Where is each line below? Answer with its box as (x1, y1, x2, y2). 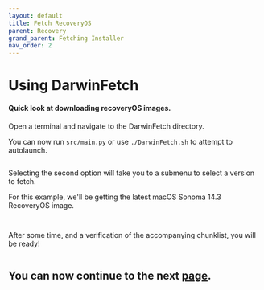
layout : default (8, 11, 63, 20)
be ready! (8, 239, 40, 248)
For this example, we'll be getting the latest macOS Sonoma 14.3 (8, 192, 221, 202)
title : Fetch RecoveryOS (8, 19, 92, 27)
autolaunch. (8, 145, 48, 155)
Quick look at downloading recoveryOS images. (8, 103, 171, 112)
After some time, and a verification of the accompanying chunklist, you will (8, 230, 256, 239)
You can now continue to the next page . (8, 268, 212, 282)
